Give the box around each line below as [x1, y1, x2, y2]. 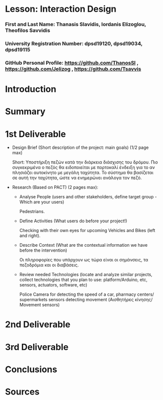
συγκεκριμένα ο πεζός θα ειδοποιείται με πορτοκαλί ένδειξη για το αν [12, 165, 155, 170]
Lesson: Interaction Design [5, 3, 117, 15]
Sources [5, 386, 40, 398]
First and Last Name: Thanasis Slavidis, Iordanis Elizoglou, [5, 21, 146, 28]
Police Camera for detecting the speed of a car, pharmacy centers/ [19, 291, 154, 297]
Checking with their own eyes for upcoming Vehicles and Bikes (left [19, 228, 155, 234]
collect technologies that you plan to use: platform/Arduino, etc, [19, 277, 148, 282]
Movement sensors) [19, 302, 60, 308]
